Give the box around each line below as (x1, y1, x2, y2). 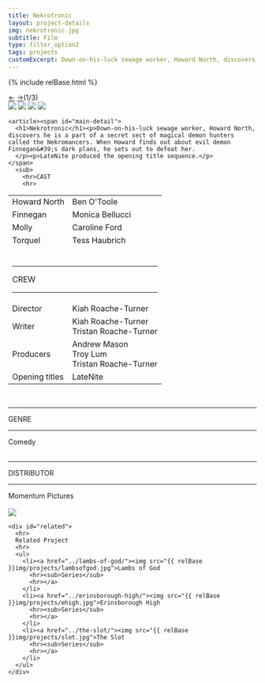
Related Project (15, 536, 69, 545)
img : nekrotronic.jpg (8, 26, 80, 34)
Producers (12, 348, 51, 359)
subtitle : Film (8, 33, 58, 42)
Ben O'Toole (72, 195, 118, 207)
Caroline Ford (72, 222, 122, 233)
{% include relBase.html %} (8, 77, 99, 87)
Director (12, 302, 43, 313)
